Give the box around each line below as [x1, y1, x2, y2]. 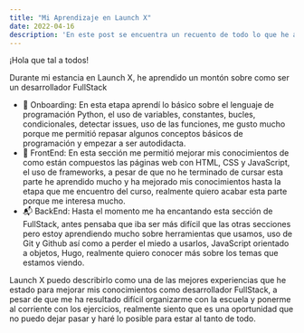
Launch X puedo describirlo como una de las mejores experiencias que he [9, 275, 287, 286]
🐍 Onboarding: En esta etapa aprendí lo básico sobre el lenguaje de [22, 100, 274, 110]
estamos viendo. [22, 257, 85, 268]
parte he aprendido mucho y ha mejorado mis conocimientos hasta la [22, 176, 281, 187]
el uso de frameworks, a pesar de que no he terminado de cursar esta [22, 166, 283, 177]
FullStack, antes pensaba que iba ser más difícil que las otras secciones [22, 219, 291, 230]
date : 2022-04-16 [9, 22, 75, 31]
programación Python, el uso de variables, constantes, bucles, [22, 109, 256, 120]
